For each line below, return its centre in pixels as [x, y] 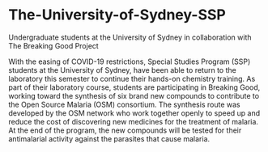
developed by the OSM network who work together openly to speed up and [134, 113]
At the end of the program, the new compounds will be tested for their [125, 130]
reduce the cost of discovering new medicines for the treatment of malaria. [134, 121]
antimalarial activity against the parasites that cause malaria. [109, 138]
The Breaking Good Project [53, 45]
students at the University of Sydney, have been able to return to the [122, 70]
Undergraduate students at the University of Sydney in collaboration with [130, 37]
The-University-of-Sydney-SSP [117, 15]
